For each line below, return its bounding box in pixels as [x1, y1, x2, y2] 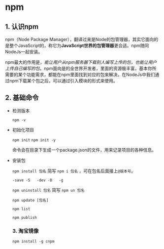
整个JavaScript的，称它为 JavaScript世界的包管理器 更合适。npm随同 [9, 42, 149, 48]
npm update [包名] [12, 198, 49, 203]
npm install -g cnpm [12, 239, 55, 244]
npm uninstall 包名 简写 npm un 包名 [12, 187, 85, 193]
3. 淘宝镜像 [12, 227, 39, 234]
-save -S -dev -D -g [12, 177, 64, 183]
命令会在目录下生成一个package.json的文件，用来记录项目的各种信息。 [12, 147, 157, 153]
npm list [12, 207, 31, 211]
